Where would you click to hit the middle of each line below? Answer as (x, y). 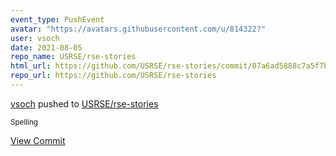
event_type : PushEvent (57, 19)
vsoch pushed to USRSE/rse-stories (84, 103)
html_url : (31, 66)
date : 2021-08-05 (46, 47)
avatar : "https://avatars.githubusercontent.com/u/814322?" (138, 29)
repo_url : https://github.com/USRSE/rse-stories (113, 76)
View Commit (38, 140)
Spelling (24, 122)
